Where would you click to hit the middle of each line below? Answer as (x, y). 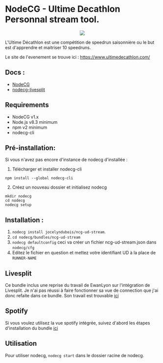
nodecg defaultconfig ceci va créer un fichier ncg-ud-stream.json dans (84, 242)
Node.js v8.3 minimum (35, 122)
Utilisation (21, 344)
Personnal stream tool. (52, 19)
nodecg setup (18, 205)
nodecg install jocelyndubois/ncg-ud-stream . (59, 232)
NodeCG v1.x (25, 117)
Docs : (15, 72)
